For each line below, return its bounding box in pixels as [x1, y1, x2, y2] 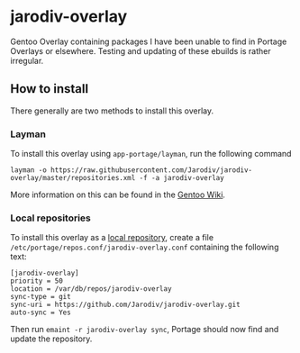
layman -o [10, 166, 48, 175]
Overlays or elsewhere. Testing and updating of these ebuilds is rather [10, 45, 271, 56]
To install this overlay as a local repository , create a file [10, 232, 214, 243]
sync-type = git [10, 293, 71, 302]
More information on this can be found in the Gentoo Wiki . [10, 189, 226, 200]
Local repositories [10, 212, 91, 224]
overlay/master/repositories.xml [10, 174, 136, 183]
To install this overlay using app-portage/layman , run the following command [10, 149, 292, 159]
